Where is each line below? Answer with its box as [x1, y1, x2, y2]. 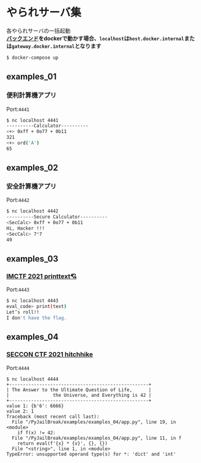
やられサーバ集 [6, 6, 81, 20]
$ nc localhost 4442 [6, 208, 59, 214]
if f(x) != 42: [17, 429, 56, 435]
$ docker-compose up [6, 55, 59, 61]
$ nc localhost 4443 [6, 298, 59, 304]
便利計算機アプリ [6, 91, 57, 100]
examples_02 [6, 163, 59, 173]
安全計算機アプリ [6, 182, 57, 190]
